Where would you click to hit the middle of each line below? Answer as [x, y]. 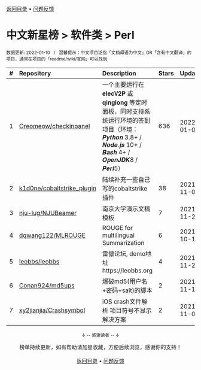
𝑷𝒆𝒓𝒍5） [113, 168]
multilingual [118, 235]
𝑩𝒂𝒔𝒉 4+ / [116, 152]
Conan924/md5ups [47, 285]
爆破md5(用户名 [125, 281]
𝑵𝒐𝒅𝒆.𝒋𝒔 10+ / [122, 144]
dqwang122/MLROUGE [52, 235]
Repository [35, 73]
